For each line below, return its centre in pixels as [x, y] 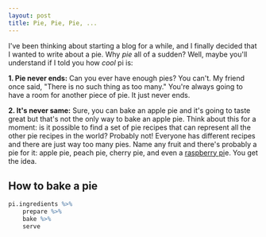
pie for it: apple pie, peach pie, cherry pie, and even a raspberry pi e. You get [133, 153]
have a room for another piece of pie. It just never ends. [99, 95]
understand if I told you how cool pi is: [71, 62]
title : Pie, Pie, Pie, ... [53, 23]
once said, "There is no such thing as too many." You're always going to [126, 86]
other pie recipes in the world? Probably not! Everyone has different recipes [132, 135]
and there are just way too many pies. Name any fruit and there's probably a [133, 144]
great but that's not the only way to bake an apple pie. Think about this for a [132, 118]
